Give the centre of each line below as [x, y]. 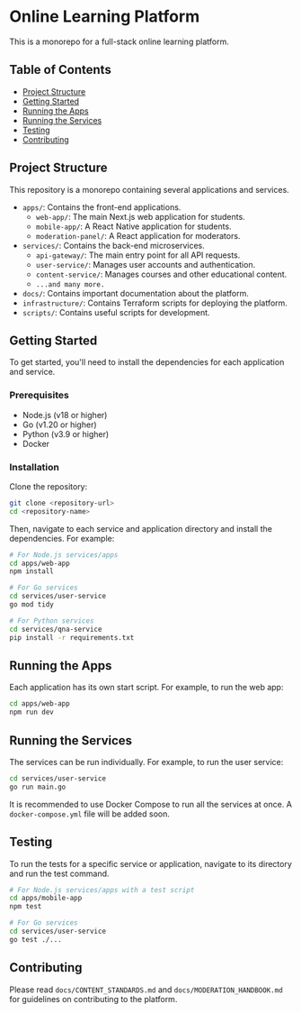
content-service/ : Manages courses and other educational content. [161, 274]
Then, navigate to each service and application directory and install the [141, 528]
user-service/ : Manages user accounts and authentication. [146, 264]
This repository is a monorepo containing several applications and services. [149, 189]
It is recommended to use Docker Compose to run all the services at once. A [150, 804]
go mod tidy [31, 605]
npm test [26, 907]
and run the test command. [59, 873]
